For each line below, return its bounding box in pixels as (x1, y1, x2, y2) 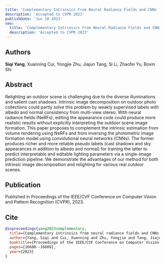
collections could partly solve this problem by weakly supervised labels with (5, 104, 159, 110)
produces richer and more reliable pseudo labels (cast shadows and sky (5, 140, 151, 146)
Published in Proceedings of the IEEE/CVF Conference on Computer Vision (5, 194, 157, 200)
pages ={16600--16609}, (9, 244, 56, 249)
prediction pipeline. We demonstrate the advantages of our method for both (5, 156, 159, 162)
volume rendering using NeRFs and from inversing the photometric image (5, 130, 154, 136)
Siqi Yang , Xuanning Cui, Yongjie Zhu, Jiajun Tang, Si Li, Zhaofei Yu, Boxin (5, 61, 156, 67)
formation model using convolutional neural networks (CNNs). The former (5, 135, 155, 141)
